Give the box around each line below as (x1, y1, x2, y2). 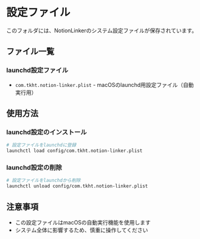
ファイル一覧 (6, 46, 55, 57)
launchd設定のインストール (6, 128, 87, 136)
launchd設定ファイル (6, 66, 69, 75)
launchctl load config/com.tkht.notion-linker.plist (6, 148, 143, 154)
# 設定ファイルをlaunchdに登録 (6, 142, 77, 148)
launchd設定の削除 (6, 163, 63, 171)
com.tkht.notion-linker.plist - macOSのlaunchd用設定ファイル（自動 (15, 81, 195, 88)
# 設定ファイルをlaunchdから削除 (6, 178, 81, 184)
